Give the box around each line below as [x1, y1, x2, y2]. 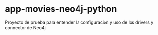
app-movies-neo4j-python [5, 3, 117, 15]
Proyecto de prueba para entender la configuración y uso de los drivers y [5, 19, 154, 25]
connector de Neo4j [5, 24, 46, 30]
